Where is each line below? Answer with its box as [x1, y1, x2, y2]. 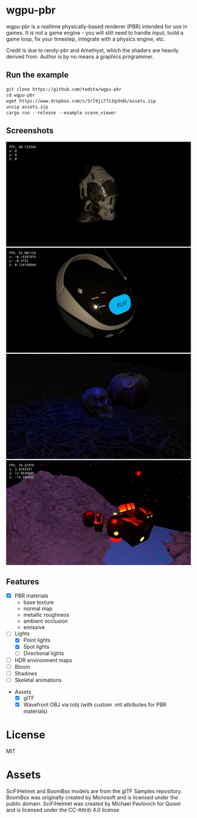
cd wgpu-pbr [6, 92, 35, 98]
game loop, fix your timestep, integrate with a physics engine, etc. [6, 35, 166, 42]
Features [6, 576, 39, 587]
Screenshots [6, 126, 54, 136]
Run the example [6, 70, 69, 80]
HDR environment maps [14, 657, 72, 664]
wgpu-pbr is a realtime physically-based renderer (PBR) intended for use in [6, 23, 188, 30]
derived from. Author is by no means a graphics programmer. [6, 53, 154, 60]
